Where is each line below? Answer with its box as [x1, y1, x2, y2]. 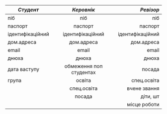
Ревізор [140, 6, 160, 13]
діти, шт [140, 93, 160, 100]
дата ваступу [7, 66, 40, 73]
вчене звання [126, 85, 160, 92]
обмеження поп [64, 63, 103, 70]
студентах [71, 69, 96, 76]
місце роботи [127, 101, 160, 108]
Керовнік [72, 6, 95, 13]
